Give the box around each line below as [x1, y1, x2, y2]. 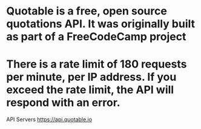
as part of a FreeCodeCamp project [6, 30, 186, 43]
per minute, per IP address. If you [6, 71, 177, 84]
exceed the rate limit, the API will [6, 83, 174, 97]
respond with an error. [6, 96, 120, 110]
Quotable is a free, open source [6, 4, 168, 18]
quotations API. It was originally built [6, 17, 196, 31]
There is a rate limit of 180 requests [6, 57, 187, 71]
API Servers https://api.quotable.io [6, 116, 93, 123]
